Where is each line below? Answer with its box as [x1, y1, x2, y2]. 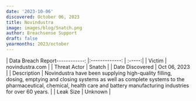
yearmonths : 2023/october [6, 41, 69, 47]
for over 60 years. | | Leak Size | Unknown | [6, 88, 111, 95]
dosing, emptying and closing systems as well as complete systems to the [6, 75, 185, 82]
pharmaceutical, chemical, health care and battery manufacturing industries [6, 82, 189, 89]
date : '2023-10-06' [6, 8, 54, 15]
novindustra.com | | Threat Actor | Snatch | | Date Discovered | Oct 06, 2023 [6, 63, 190, 70]
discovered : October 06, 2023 [6, 14, 80, 20]
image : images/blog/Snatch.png [6, 25, 82, 31]
